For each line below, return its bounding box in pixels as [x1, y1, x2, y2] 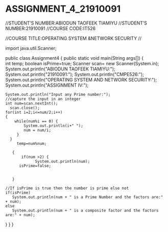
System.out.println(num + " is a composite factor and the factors [12, 208, 159, 213]
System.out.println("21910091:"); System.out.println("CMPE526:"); [5, 71, 144, 77]
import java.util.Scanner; [5, 45, 57, 51]
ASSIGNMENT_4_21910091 [5, 3, 121, 15]
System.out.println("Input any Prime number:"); [5, 92, 111, 97]
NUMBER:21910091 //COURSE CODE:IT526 [5, 25, 96, 31]
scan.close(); [10, 105, 40, 110]
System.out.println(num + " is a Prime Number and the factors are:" [12, 194, 163, 199]
